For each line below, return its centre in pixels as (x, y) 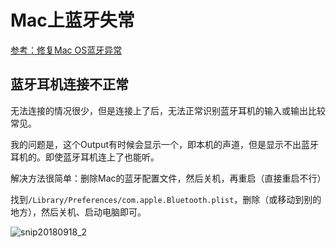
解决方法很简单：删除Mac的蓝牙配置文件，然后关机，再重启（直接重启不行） (168, 178)
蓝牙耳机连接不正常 (69, 84)
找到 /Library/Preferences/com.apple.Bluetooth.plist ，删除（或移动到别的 (166, 199)
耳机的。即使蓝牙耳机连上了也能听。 (85, 157)
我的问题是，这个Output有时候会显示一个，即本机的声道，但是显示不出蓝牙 (164, 144)
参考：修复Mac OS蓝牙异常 (66, 50)
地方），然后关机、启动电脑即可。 (78, 212)
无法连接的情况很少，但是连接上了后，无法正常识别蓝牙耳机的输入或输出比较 (168, 110)
